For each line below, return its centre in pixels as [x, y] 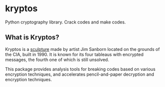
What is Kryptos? [32, 37]
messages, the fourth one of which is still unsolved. [57, 60]
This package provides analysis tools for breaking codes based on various [80, 69]
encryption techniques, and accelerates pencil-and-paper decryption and [80, 74]
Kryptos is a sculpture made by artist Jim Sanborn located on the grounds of [82, 49]
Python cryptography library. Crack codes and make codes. [66, 22]
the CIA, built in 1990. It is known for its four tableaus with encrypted [74, 54]
